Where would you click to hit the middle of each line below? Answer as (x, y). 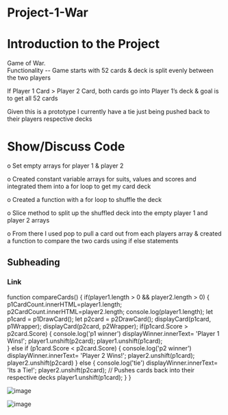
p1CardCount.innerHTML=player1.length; (64, 304)
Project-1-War (48, 13)
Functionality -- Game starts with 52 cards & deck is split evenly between (111, 71)
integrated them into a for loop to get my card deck (79, 186)
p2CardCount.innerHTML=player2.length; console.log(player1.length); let (110, 311)
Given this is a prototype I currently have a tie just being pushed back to (109, 112)
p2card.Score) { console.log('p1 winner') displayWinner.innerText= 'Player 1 (113, 333)
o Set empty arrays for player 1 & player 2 (65, 166)
